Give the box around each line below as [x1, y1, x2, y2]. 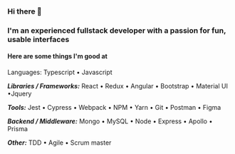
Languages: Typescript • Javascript [7, 68, 113, 77]
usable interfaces [7, 34, 70, 44]
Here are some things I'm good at [7, 52, 108, 61]
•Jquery [7, 89, 32, 98]
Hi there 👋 [7, 6, 43, 16]
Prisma [7, 125, 28, 133]
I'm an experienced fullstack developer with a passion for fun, [7, 25, 226, 35]
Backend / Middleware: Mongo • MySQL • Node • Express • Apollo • [7, 117, 213, 125]
